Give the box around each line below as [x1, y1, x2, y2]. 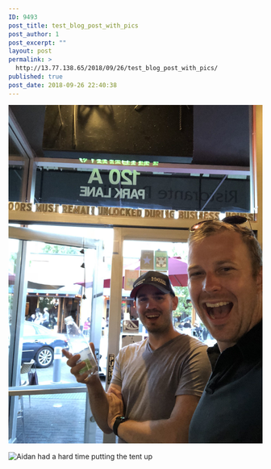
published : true [8, 73, 63, 81]
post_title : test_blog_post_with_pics [8, 21, 139, 30]
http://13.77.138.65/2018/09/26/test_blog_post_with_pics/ [15, 65, 219, 73]
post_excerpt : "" [8, 39, 67, 47]
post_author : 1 [8, 30, 60, 38]
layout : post [8, 47, 52, 56]
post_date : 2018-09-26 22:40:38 [8, 81, 117, 89]
